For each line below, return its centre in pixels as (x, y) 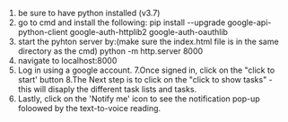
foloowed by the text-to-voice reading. (89, 108)
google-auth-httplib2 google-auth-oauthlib (149, 32)
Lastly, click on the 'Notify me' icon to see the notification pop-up (139, 99)
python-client (43, 32)
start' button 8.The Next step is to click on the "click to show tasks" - (145, 79)
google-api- (249, 22)
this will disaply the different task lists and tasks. (107, 89)
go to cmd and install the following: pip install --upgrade (122, 22)
